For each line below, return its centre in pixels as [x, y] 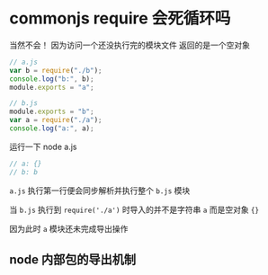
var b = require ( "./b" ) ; [56, 70]
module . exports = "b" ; [52, 112]
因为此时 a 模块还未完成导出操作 [69, 228]
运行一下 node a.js [43, 146]
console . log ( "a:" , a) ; [52, 129]
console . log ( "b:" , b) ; [52, 79]
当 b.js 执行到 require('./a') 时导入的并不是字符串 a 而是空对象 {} [134, 209]
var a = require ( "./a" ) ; [56, 120]
